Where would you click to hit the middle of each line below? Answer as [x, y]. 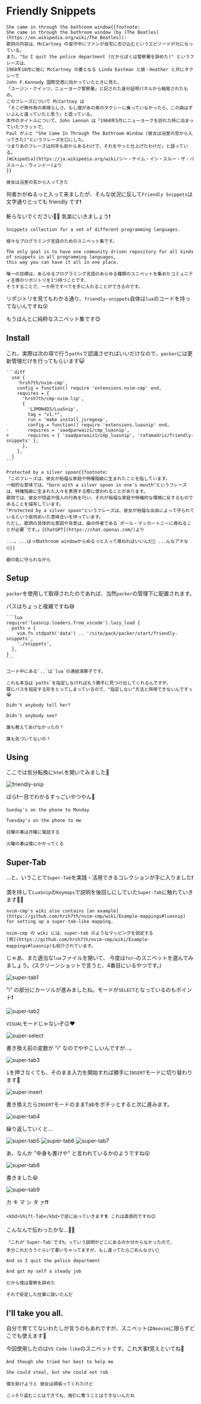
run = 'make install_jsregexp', [68, 420]
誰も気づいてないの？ [28, 739]
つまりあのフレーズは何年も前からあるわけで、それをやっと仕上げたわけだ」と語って [95, 146]
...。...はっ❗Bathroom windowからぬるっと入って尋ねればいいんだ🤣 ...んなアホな [97, 541]
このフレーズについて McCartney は [45, 101]
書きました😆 [22, 1178]
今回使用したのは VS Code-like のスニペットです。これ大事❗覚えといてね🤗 [95, 1348]
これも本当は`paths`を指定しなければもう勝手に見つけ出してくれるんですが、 [89, 683]
